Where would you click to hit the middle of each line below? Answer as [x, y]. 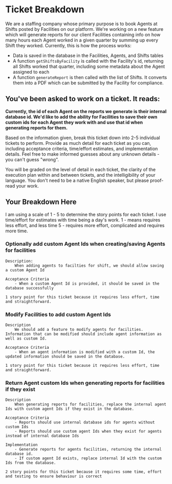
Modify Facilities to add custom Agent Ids [58, 314]
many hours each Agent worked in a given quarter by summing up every [82, 40]
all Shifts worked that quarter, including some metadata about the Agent [89, 66]
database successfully [30, 288]
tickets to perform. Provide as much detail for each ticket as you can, [78, 143]
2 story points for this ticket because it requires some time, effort [83, 472]
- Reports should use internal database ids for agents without [85, 422]
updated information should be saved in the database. [65, 357]
